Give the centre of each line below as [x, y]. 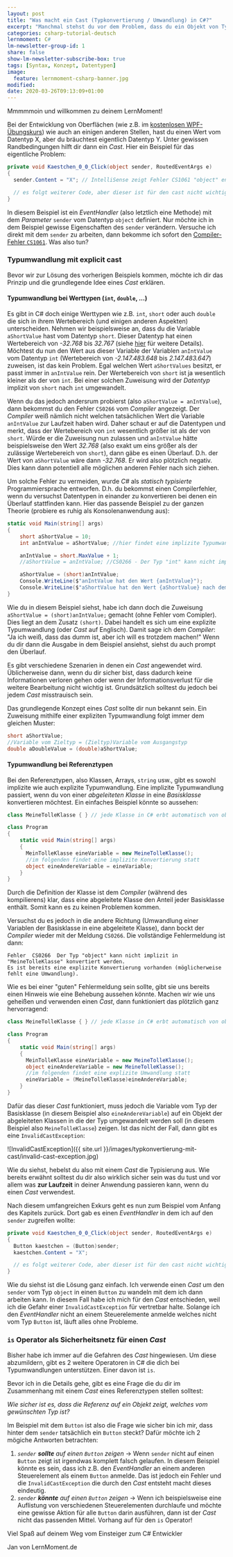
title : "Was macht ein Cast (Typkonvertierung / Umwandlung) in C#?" [110, 20]
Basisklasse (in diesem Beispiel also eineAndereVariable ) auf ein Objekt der [115, 1113]
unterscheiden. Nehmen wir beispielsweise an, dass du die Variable [104, 329]
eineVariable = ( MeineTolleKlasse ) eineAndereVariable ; [106, 1080]
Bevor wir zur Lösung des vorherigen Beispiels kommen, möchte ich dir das [115, 275]
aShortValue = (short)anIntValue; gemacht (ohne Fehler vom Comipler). [112, 615]
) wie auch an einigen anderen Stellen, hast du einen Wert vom [131, 132]
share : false [26, 53]
